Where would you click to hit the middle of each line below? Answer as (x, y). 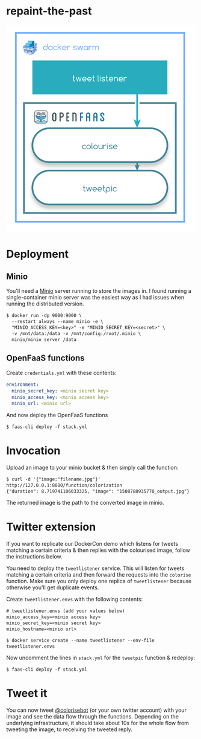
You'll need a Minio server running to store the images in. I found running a (99, 290)
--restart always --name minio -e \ (57, 321)
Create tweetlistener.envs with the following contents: (75, 600)
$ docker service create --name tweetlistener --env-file (80, 641)
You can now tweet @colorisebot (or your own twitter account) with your (96, 710)
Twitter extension (51, 527)
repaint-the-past (49, 11)
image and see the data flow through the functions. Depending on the (93, 717)
